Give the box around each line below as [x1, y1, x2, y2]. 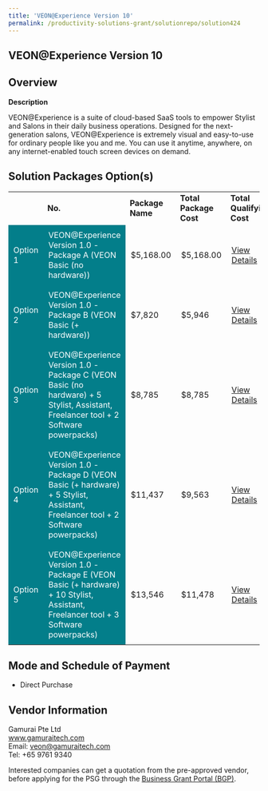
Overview [8, 76, 58, 89]
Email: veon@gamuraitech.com [8, 741, 111, 751]
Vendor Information [8, 703, 108, 717]
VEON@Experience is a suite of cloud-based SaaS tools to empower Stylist [8, 113, 255, 122]
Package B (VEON [48, 309, 116, 320]
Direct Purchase [19, 680, 73, 690]
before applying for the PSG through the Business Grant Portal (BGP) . [8, 774, 237, 784]
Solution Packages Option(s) [8, 169, 154, 184]
